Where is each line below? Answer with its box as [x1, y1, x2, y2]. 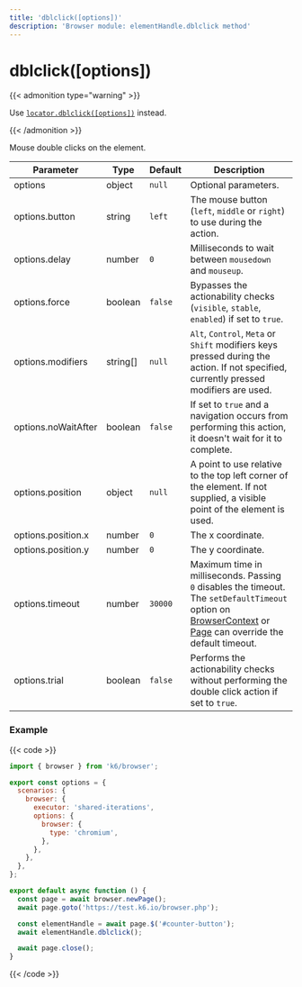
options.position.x [13, 529, 90, 541]
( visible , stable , [190, 302, 262, 314]
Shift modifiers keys [190, 339, 279, 351]
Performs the [190, 652, 245, 665]
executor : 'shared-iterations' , [32, 803, 155, 812]
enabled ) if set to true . [190, 312, 284, 325]
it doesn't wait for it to [190, 432, 283, 445]
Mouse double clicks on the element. [9, 142, 147, 153]
